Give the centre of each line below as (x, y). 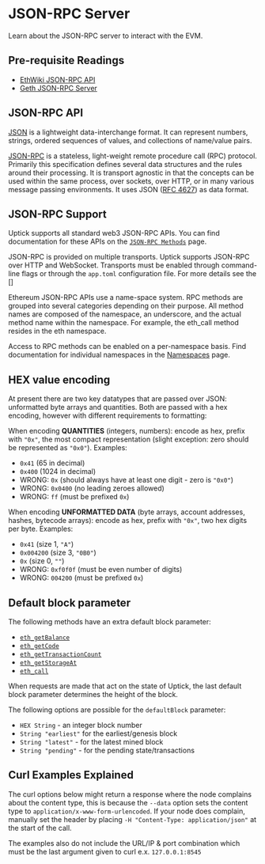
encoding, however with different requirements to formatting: (108, 415)
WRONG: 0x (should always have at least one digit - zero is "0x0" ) (127, 480)
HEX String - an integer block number (81, 725)
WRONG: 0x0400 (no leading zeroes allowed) (92, 488)
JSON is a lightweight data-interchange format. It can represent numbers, (128, 132)
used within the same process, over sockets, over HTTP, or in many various (131, 181)
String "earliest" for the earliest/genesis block (98, 733)
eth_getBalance (45, 638)
